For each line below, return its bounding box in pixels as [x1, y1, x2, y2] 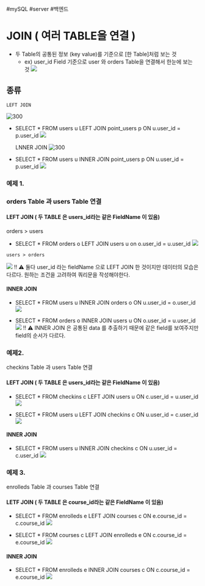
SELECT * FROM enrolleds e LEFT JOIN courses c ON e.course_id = [15, 513, 187, 520]
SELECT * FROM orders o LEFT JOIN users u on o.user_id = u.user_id [15, 240, 191, 247]
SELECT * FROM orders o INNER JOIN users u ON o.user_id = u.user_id [15, 317, 196, 324]
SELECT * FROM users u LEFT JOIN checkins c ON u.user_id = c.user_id [15, 410, 198, 418]
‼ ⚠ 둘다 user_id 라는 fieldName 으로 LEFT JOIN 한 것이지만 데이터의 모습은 [13, 263, 199, 270]
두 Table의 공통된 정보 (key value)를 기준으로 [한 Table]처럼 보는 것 [15, 50, 177, 57]
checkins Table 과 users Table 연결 [6, 363, 93, 371]
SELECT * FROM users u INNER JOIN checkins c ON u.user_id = [15, 444, 178, 451]
